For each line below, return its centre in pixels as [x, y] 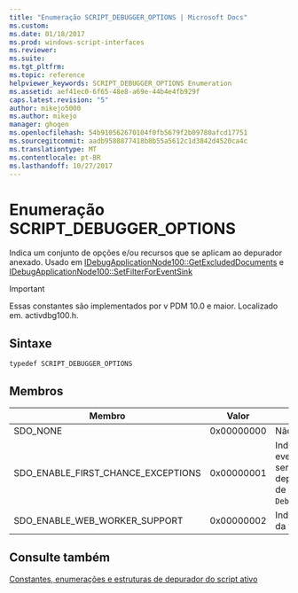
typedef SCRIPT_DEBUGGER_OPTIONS [71, 364]
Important [27, 289]
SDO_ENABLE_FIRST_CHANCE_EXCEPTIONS [107, 472]
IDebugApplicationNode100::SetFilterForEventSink [101, 272]
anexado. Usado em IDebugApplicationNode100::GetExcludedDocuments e [146, 262]
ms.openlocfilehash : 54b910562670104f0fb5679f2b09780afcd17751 [129, 133]
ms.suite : [27, 59]
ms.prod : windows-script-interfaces [77, 42]
